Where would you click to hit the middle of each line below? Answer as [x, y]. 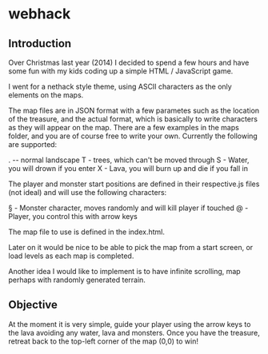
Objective [33, 305]
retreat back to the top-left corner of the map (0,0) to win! [103, 341]
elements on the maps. [46, 95]
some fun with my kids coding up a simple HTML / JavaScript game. [121, 71]
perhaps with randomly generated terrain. [77, 280]
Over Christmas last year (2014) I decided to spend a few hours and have [129, 62]
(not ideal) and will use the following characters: [88, 192]
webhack [40, 14]
